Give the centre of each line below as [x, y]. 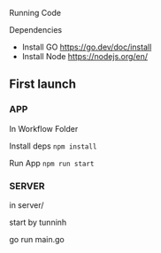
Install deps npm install [53, 146]
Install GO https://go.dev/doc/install [87, 47]
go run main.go [37, 239]
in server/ [27, 205]
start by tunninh [38, 222]
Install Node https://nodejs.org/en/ [85, 56]
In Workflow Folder [44, 128]
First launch [43, 84]
